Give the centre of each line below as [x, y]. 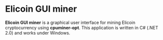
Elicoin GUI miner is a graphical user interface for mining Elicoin [70, 22]
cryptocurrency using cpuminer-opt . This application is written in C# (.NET [82, 27]
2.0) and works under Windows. [38, 33]
